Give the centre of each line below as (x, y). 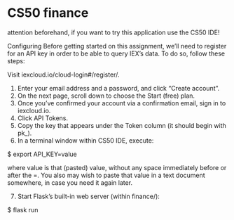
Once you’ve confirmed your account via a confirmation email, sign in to (122, 103)
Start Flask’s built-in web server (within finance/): (88, 196)
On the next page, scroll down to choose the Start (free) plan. (106, 96)
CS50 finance (48, 13)
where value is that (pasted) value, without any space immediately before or (117, 167)
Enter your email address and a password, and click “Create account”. (118, 88)
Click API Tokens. (43, 118)
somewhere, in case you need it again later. (70, 182)
